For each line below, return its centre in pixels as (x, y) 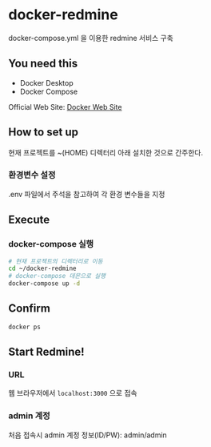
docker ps (25, 327)
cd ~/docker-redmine (43, 269)
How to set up (43, 133)
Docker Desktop (46, 83)
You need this (43, 64)
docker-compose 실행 (51, 244)
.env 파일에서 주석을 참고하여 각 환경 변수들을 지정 (87, 194)
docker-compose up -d (44, 284)
